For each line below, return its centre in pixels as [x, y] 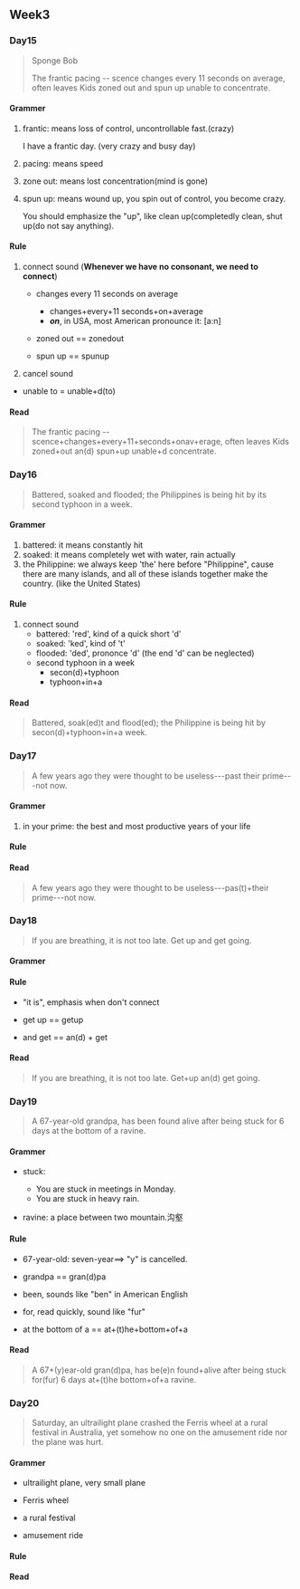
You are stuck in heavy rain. [88, 1199]
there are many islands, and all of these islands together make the [145, 573]
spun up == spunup [73, 356]
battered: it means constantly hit [83, 545]
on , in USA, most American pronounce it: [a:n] [135, 321]
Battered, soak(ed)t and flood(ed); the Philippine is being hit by [149, 723]
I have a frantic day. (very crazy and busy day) [109, 146]
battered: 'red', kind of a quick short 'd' [108, 634]
